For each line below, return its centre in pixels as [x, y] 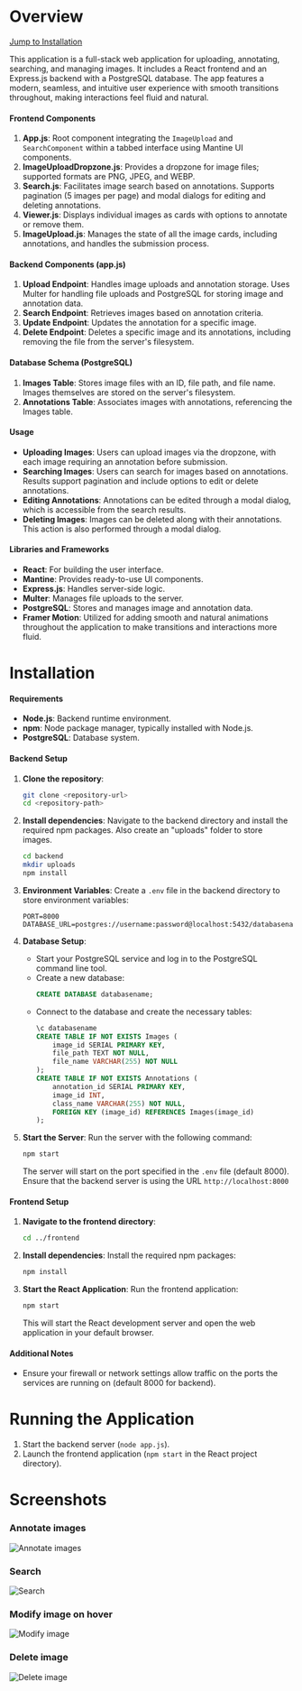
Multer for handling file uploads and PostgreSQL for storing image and [153, 294]
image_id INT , [79, 1095]
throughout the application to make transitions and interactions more [150, 627]
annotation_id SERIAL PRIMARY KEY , [119, 1086]
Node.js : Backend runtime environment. [96, 718]
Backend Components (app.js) [68, 264]
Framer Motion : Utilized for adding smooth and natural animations [145, 617]
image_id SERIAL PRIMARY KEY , [109, 1045]
